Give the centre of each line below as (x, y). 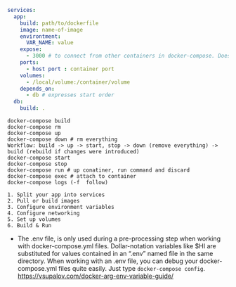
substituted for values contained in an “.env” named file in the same (115, 254)
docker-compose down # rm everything (63, 139)
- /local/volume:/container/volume (78, 82)
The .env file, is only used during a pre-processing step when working (119, 238)
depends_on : (37, 89)
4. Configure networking (44, 213)
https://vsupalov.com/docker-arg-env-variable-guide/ (96, 276)
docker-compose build (39, 121)
